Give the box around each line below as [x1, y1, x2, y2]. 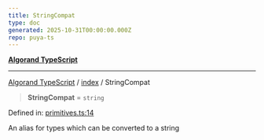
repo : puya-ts [8, 33, 55, 42]
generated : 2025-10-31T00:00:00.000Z [8, 26, 132, 34]
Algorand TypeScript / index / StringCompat [8, 78, 151, 87]
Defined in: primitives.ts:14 [8, 108, 94, 118]
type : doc [8, 19, 41, 27]
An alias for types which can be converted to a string [8, 123, 180, 133]
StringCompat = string [27, 93, 104, 102]
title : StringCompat [8, 11, 76, 20]
